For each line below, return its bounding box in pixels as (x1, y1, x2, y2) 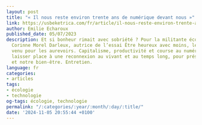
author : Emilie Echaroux (6, 25, 69, 32)
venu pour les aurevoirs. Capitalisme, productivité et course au (11, 48, 182, 54)
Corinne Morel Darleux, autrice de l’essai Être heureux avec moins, (11, 43, 189, 49)
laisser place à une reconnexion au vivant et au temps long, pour (11, 53, 185, 59)
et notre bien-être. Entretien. (11, 59, 93, 65)
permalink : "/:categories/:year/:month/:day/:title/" (6, 103, 144, 110)
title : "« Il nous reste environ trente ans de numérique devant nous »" (6, 14, 195, 20)
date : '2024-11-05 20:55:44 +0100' (6, 109, 96, 115)
